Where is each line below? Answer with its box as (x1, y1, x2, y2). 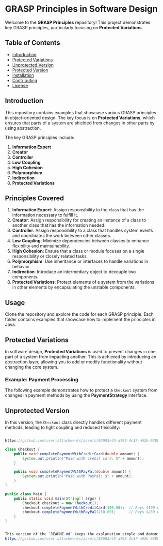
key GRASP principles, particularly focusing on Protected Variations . (5, 24, 143, 30)
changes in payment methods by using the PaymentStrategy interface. (5, 392, 148, 398)
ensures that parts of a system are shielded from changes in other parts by (5, 120, 155, 126)
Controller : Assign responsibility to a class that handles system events (12, 227, 153, 234)
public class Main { (5, 492, 47, 496)
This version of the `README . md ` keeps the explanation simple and (5, 532, 145, 537)
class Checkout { (5, 447, 40, 452)
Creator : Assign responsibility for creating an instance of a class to (12, 217, 147, 223)
